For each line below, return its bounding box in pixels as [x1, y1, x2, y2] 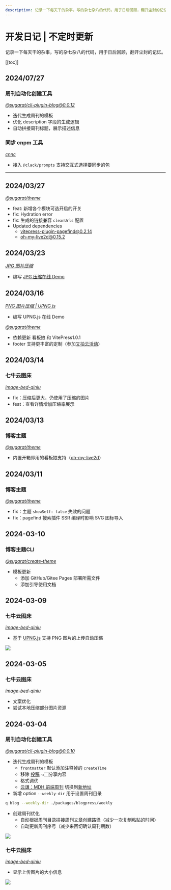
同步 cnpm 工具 [5, 139, 43, 146]
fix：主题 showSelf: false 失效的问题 [12, 508, 91, 515]
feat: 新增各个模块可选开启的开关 [12, 205, 82, 212]
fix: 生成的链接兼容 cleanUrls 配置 [12, 217, 84, 223]
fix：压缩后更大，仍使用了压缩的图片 [12, 395, 90, 401]
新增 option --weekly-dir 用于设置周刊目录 [12, 790, 102, 796]
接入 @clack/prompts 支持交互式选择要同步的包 [12, 162, 110, 168]
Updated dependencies [12, 223, 63, 229]
